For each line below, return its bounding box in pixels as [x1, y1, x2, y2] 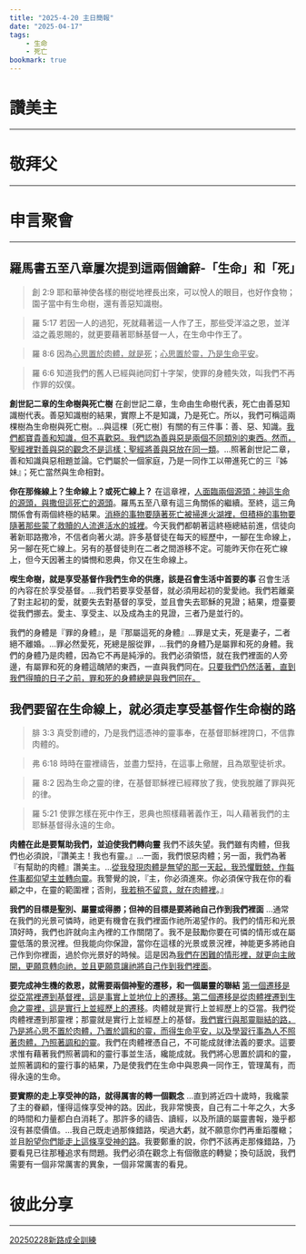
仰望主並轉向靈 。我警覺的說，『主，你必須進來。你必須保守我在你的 [33, 873, 284, 884]
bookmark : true [9, 56, 67, 65]
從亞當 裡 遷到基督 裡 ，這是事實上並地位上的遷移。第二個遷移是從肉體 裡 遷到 [9, 992, 288, 1003]
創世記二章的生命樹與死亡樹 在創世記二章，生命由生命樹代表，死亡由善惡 [9, 398, 282, 409]
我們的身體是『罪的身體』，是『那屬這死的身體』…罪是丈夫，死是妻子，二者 [9, 627, 291, 637]
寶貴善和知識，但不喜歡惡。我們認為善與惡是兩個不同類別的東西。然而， [25, 432, 296, 443]
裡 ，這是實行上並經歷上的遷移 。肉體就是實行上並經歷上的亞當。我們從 [33, 1003, 296, 1014]
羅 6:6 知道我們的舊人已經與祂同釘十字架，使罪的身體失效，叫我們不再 [31, 367, 296, 378]
